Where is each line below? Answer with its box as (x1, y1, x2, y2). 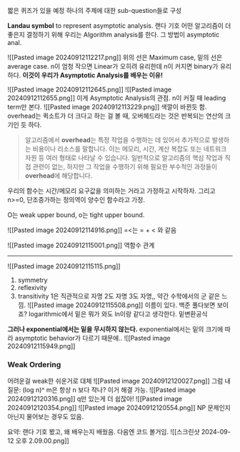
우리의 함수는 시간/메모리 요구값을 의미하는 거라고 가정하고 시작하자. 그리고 (7, 186, 216, 195)
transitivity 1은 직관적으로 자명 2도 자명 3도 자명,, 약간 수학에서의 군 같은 (17, 292, 220, 300)
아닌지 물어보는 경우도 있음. (7, 413, 84, 421)
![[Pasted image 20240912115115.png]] (7, 262, 121, 270)
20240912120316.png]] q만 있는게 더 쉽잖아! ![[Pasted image (7, 395, 182, 403)
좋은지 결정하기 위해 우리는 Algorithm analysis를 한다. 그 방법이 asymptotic (7, 31, 220, 39)
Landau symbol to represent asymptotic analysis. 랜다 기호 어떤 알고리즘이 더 (7, 21, 231, 30)
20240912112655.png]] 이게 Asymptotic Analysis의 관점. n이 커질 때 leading (7, 94, 226, 102)
